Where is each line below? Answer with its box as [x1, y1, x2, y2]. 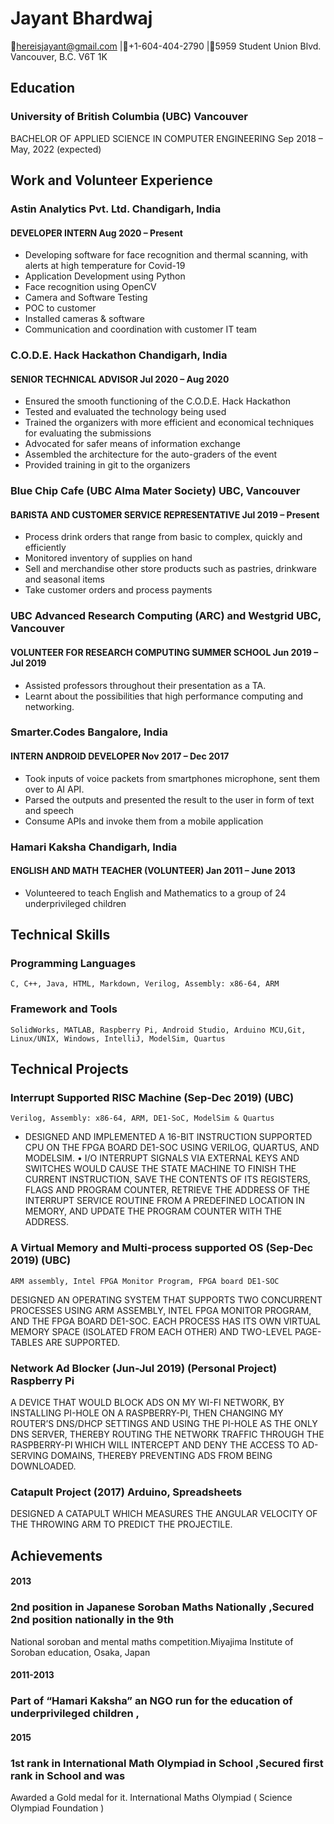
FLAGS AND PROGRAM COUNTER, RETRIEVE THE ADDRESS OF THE [24, 1184, 310, 1196]
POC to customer [24, 302, 97, 314]
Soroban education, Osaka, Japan [10, 1646, 151, 1658]
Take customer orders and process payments [24, 584, 213, 596]
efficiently [24, 542, 67, 554]
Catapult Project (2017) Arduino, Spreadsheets [10, 1485, 243, 1499]
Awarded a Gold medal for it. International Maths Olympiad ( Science [10, 1792, 293, 1804]
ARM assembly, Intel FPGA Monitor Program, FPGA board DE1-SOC [10, 1276, 280, 1286]
